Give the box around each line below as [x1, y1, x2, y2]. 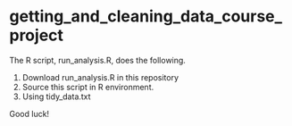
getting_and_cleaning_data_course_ [9, 6, 283, 27]
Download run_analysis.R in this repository [21, 71, 179, 82]
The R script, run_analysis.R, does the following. [9, 55, 186, 65]
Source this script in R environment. [21, 81, 154, 92]
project [9, 25, 64, 46]
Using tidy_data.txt [21, 91, 91, 102]
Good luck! [9, 108, 50, 119]
